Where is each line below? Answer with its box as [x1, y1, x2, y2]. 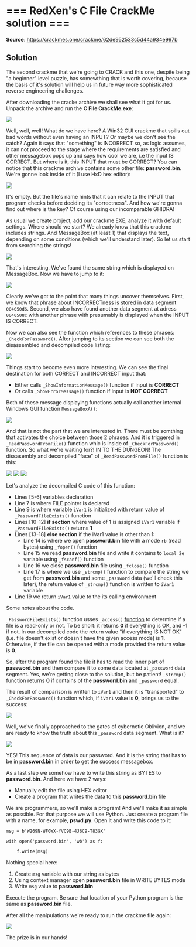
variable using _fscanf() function [23, 556, 104, 563]
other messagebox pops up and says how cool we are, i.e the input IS [6, 152, 174, 159]
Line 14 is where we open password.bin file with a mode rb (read [23, 537, 181, 544]
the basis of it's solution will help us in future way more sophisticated [6, 81, 173, 88]
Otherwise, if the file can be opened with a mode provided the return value [6, 641, 186, 648]
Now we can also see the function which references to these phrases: [6, 329, 175, 336]
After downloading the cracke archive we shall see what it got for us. [6, 98, 171, 105]
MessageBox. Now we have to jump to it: [6, 270, 105, 277]
